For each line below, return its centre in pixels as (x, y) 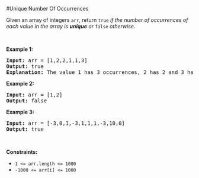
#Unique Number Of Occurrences (47, 9)
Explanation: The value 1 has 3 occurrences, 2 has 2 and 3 (95, 72)
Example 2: (20, 83)
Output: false (27, 101)
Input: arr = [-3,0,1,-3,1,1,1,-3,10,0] (66, 123)
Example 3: (20, 112)
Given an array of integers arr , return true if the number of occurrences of (97, 20)
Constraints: (22, 152)
